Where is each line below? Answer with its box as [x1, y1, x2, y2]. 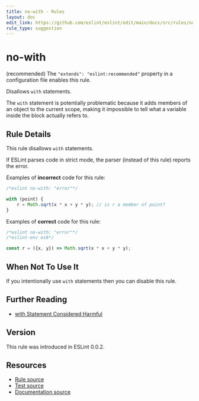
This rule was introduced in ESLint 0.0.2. [6, 343, 105, 350]
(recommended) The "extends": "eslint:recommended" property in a [6, 70, 173, 77]
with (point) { [6, 196, 44, 202]
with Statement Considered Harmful [14, 310, 102, 317]
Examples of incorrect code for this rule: [6, 174, 105, 181]
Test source [14, 382, 44, 389]
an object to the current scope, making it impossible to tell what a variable [6, 106, 187, 113]
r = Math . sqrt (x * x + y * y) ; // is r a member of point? [17, 202, 166, 208]
